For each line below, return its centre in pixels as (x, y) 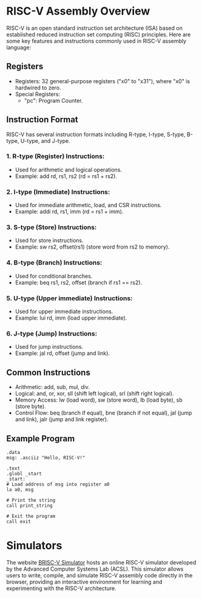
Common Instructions (49, 372)
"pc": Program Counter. (53, 100)
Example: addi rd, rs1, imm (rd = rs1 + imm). (69, 211)
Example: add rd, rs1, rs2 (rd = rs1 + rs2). (66, 176)
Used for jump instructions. (49, 347)
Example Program (41, 438)
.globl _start (24, 473)
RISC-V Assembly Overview (78, 11)
